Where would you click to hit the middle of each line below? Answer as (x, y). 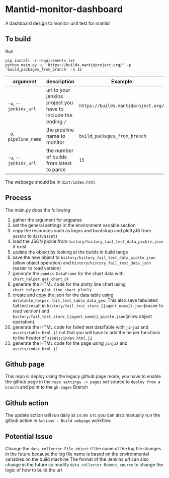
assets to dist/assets (35, 236)
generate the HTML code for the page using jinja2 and (70, 343)
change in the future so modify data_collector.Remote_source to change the (84, 465)
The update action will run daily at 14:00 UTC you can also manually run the (83, 415)
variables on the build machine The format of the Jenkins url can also (77, 459)
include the (59, 115)
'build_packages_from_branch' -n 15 (44, 69)
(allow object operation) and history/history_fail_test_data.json (82, 262)
